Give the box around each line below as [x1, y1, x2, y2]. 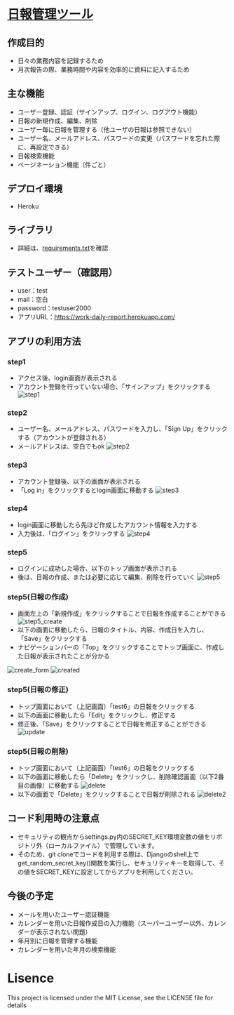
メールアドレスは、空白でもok [17, 442, 105, 451]
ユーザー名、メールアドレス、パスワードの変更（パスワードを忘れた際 [17, 134, 221, 142]
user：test [17, 286, 48, 295]
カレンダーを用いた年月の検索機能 [17, 945, 116, 953]
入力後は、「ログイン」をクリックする [17, 529, 125, 538]
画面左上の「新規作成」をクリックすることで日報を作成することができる [17, 609, 226, 618]
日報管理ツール [7, 6, 94, 22]
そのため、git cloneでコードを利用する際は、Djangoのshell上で [17, 850, 200, 858]
